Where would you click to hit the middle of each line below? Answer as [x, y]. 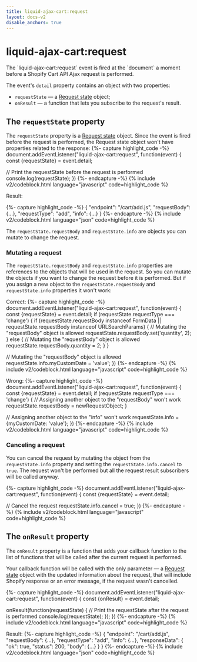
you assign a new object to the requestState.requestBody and [81, 284]
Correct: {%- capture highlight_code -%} [56, 302]
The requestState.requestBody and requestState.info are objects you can [96, 231]
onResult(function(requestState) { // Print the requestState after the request [98, 610]
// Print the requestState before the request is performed [75, 172]
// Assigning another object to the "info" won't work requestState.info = [93, 417]
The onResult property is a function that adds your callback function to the [96, 551]
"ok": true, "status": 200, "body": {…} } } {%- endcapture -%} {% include [94, 646]
